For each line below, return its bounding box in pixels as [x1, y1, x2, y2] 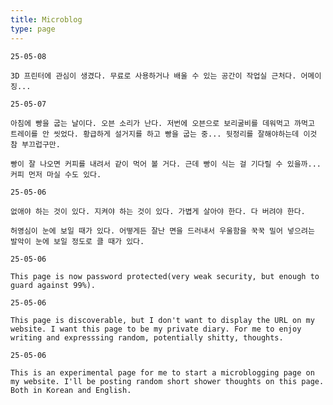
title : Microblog [10, 14, 83, 25]
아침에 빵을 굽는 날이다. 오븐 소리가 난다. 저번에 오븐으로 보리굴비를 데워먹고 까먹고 [10, 118, 315, 128]
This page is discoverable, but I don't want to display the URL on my [10, 315, 315, 325]
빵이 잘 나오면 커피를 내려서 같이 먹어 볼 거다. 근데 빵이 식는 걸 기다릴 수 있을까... [10, 159, 322, 169]
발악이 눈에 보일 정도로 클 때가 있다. [10, 236, 145, 246]
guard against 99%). [10, 280, 97, 290]
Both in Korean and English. [10, 385, 132, 395]
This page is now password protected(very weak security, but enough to [10, 271, 320, 281]
